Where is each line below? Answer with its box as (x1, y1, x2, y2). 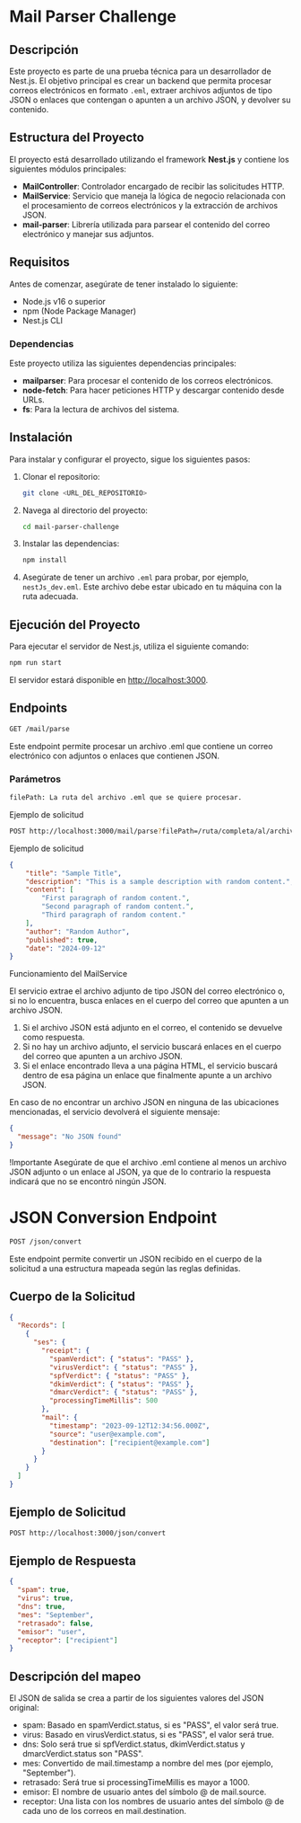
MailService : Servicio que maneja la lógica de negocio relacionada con (21, 190, 287, 201)
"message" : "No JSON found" (17, 1132, 123, 1142)
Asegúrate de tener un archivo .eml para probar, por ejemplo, (21, 572, 249, 583)
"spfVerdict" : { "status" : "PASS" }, (48, 1371, 191, 1380)
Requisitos (9, 254, 70, 270)
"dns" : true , (17, 1602, 66, 1612)
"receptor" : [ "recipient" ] (17, 1635, 118, 1645)
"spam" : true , (17, 1586, 70, 1595)
